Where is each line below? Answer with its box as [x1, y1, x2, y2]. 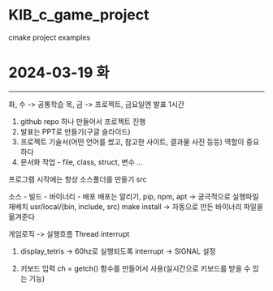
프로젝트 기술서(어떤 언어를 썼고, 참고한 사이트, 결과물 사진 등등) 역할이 [19, 136, 245, 147]
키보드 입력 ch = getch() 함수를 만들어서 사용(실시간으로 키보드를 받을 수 [19, 263, 251, 273]
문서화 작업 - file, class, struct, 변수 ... [19, 156, 144, 167]
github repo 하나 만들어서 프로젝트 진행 [19, 116, 146, 126]
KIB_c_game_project [8, 6, 149, 24]
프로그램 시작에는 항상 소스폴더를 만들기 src [8, 174, 147, 184]
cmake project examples [8, 32, 91, 42]
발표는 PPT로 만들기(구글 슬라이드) [19, 126, 132, 136]
